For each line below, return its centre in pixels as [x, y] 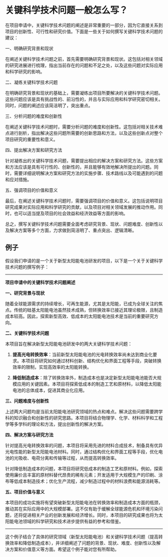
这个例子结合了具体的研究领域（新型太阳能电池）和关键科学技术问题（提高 [82, 536]
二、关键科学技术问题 [27, 333]
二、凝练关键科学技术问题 [31, 82]
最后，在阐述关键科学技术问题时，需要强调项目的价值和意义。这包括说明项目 [84, 201]
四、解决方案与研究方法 [29, 435]
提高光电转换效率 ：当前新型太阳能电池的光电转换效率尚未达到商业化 [82, 354]
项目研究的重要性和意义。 [31, 139]
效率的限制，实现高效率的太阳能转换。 [52, 367]
